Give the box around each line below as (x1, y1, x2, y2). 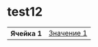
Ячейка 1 (10, 29, 42, 38)
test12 (7, 4, 43, 20)
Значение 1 (48, 28, 88, 37)
